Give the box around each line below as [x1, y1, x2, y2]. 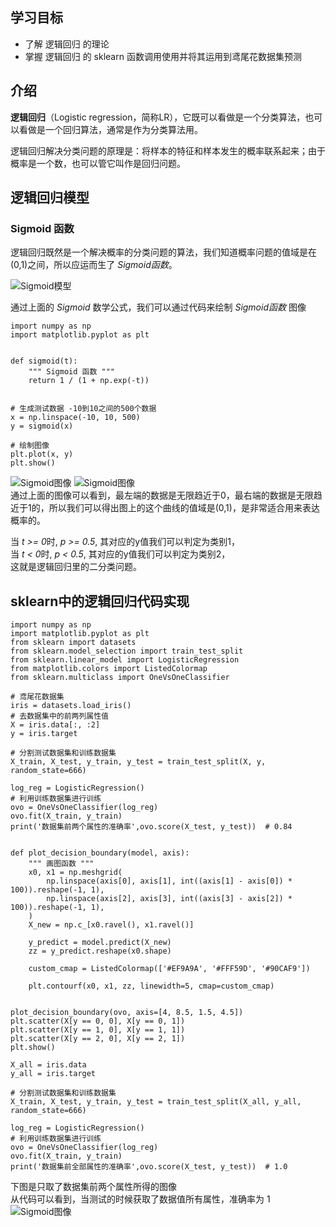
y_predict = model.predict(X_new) [28, 938, 172, 948]
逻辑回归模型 [10, 189, 90, 207]
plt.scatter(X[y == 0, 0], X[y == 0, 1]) [10, 1016, 186, 1027]
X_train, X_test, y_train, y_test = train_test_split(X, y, [10, 757, 267, 767]
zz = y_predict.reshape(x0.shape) [28, 946, 172, 957]
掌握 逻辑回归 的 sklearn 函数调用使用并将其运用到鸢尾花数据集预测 [24, 50, 302, 62]
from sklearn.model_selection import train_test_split [10, 646, 244, 657]
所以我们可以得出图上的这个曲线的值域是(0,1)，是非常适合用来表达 [48, 502, 320, 514]
